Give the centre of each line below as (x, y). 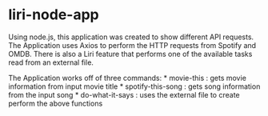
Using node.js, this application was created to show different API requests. (131, 37)
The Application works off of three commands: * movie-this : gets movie (127, 78)
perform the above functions (56, 103)
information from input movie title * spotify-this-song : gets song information (134, 86)
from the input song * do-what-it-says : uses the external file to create (124, 94)
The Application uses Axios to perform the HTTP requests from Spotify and (132, 45)
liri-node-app (54, 15)
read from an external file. (51, 62)
